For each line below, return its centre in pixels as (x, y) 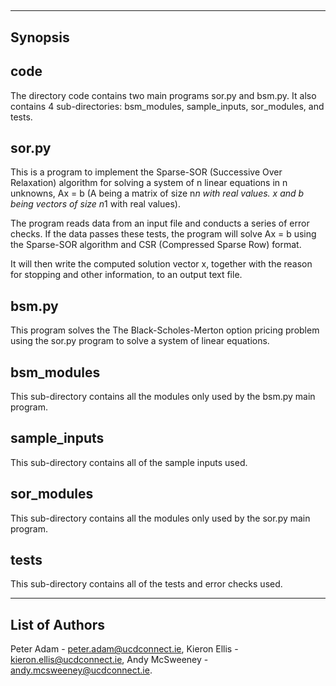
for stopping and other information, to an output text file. (126, 275)
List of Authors (57, 624)
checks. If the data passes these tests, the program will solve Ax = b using (163, 234)
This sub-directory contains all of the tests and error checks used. (146, 584)
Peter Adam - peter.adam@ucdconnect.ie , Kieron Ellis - (124, 649)
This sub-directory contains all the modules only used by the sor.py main (160, 518)
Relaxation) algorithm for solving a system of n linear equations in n (149, 183)
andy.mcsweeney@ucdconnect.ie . (81, 670)
